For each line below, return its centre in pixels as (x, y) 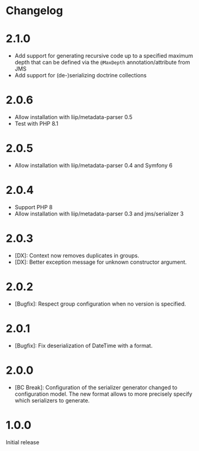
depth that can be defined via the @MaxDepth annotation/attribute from (102, 63)
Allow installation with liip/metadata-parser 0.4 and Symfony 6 (93, 165)
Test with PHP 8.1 (37, 124)
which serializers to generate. (52, 400)
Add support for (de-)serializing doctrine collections (80, 75)
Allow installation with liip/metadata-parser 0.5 (73, 117)
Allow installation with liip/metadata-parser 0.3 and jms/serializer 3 (99, 214)
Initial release (22, 442)
